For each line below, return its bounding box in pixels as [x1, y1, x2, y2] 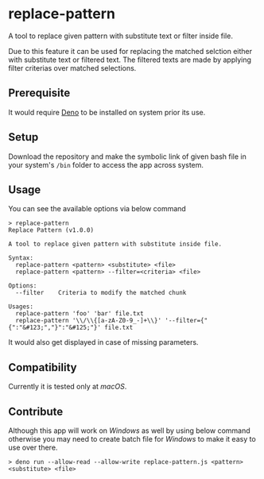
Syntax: [8, 254, 34, 262]
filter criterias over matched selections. [8, 63, 137, 72]
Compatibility [8, 361, 77, 374]
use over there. [8, 442, 58, 452]
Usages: [8, 303, 34, 311]
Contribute [8, 404, 64, 418]
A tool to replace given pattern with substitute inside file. [8, 240, 223, 249]
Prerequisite [8, 87, 71, 100]
